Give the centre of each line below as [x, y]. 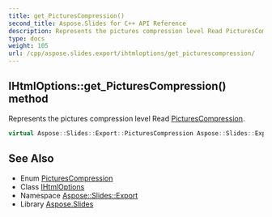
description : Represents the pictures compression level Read [115, 31]
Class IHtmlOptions [52, 186]
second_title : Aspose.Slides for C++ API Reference [97, 23]
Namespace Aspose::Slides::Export [79, 195]
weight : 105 [28, 46]
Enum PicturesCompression [66, 178]
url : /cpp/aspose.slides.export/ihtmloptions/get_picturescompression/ [132, 53]
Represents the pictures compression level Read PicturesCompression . [127, 118]
